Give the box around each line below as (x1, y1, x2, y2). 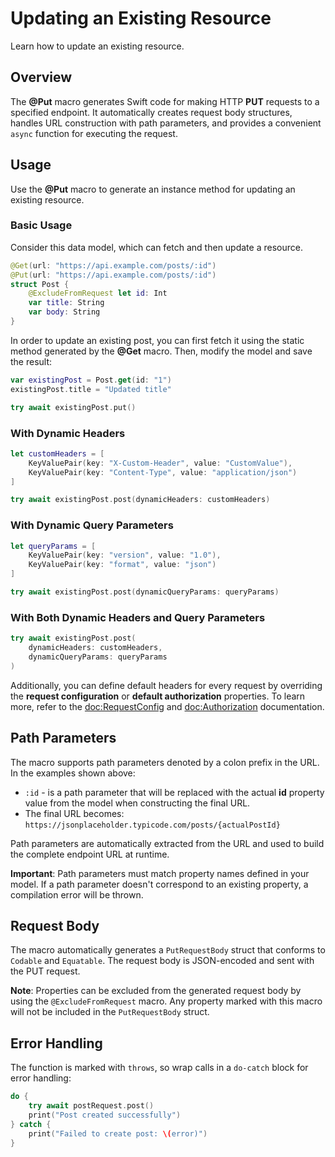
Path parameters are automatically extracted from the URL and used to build (10, 837, 325, 849)
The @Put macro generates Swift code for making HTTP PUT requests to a (10, 95, 320, 107)
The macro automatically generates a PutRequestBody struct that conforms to (10, 944, 326, 956)
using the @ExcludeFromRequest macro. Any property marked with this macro (10, 995, 323, 1007)
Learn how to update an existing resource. (10, 40, 185, 52)
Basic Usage (10, 218, 73, 232)
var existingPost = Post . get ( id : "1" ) (10, 375, 172, 385)
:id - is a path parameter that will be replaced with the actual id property (24, 786, 325, 798)
